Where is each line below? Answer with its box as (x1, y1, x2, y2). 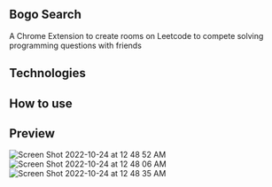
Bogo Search (9, 7, 82, 22)
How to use (9, 96, 73, 111)
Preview (9, 126, 56, 141)
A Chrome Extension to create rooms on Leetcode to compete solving (9, 30, 264, 41)
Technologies (9, 66, 87, 81)
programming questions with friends (9, 40, 142, 51)
